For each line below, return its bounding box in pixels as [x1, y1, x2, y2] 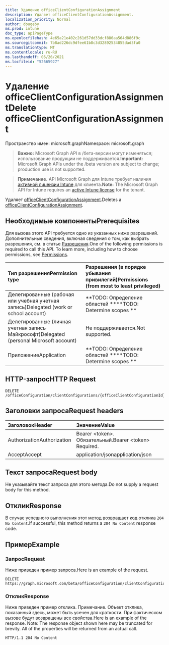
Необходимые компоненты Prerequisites [5, 217, 140, 225]
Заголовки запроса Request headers [5, 407, 124, 415]
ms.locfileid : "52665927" [5, 59, 59, 64]
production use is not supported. [17, 166, 86, 172]
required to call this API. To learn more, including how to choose [5, 246, 138, 252]
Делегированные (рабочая [8, 291, 74, 298]
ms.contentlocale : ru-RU [5, 49, 57, 55]
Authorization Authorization [8, 436, 71, 443]
